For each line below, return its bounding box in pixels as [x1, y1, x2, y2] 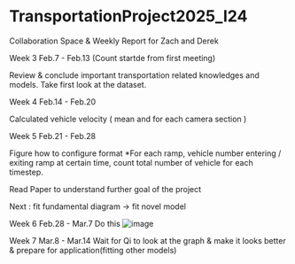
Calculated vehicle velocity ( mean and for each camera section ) [9, 113, 247, 124]
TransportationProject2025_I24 [9, 6, 248, 27]
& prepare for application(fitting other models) [9, 245, 177, 255]
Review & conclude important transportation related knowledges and [9, 69, 260, 81]
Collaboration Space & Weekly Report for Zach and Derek [9, 35, 219, 46]
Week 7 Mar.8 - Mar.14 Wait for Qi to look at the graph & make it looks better [9, 235, 286, 245]
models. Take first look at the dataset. [9, 79, 147, 89]
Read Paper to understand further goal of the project [9, 183, 202, 194]
